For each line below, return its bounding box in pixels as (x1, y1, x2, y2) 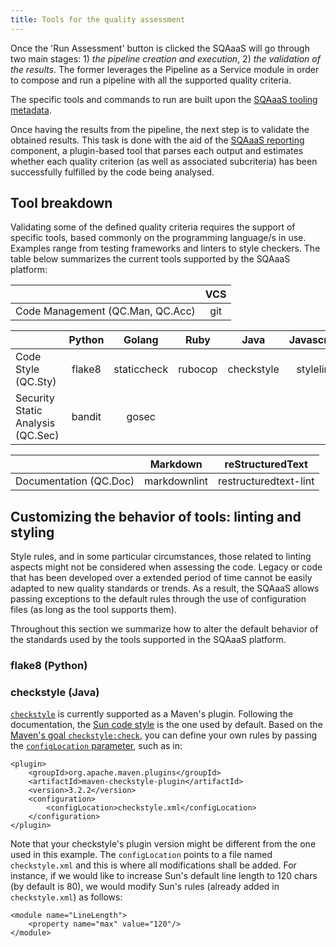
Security (15, 391, 55, 405)
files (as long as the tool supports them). (10, 604, 177, 616)
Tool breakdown (10, 195, 113, 212)
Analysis (15, 416, 56, 430)
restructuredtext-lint (218, 474, 315, 488)
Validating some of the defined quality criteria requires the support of (10, 221, 296, 233)
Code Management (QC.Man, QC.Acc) (15, 304, 196, 318)
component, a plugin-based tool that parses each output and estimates (10, 144, 304, 156)
